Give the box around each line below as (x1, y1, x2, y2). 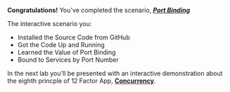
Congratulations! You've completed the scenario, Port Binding (7, 6, 191, 14)
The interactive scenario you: (7, 20, 92, 27)
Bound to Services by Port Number (17, 55, 120, 64)
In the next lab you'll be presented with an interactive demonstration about (7, 70, 223, 77)
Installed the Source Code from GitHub (17, 33, 130, 41)
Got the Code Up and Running (17, 41, 106, 48)
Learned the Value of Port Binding (17, 48, 116, 56)
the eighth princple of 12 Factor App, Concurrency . (7, 77, 156, 85)
